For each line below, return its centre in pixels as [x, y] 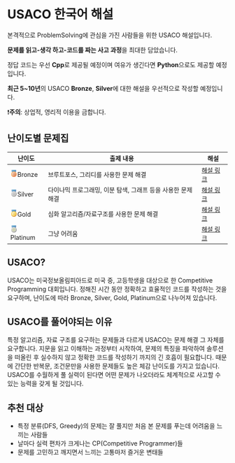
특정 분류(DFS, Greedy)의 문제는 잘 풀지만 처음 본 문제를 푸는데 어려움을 [116, 426]
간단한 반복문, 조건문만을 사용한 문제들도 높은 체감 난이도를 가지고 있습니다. [117, 366]
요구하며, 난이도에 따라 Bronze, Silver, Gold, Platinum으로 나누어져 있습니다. [112, 297]
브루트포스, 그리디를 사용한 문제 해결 [97, 174]
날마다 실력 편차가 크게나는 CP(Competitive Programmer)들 [100, 443]
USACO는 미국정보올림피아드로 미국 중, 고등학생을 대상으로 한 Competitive [110, 280]
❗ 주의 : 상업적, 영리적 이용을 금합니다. [57, 112]
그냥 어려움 [63, 234]
